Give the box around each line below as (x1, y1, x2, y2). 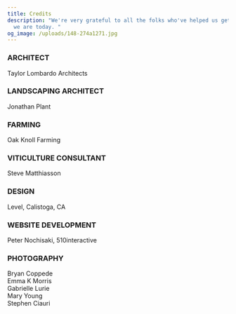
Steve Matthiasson (7, 169, 61, 177)
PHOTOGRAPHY (7, 253, 64, 263)
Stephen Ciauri (7, 299, 51, 308)
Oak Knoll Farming (7, 136, 61, 144)
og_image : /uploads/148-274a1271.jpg (7, 29, 118, 37)
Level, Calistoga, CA (7, 203, 66, 211)
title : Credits (7, 10, 52, 18)
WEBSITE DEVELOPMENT (7, 220, 97, 230)
